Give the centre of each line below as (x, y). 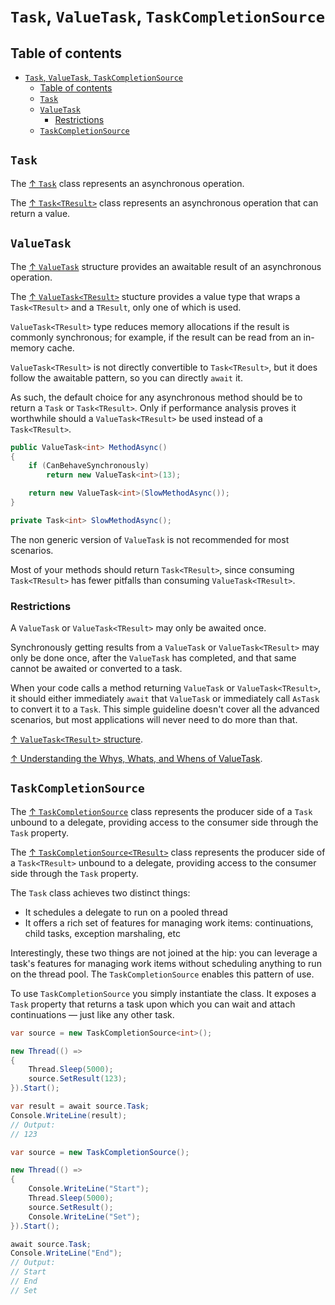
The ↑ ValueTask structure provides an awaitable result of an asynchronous (166, 266)
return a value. (40, 213)
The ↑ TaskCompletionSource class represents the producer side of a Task (161, 811)
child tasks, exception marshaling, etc (102, 933)
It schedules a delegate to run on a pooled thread (126, 912)
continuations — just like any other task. (92, 1014)
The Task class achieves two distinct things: (100, 892)
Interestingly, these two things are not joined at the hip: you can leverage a (164, 952)
